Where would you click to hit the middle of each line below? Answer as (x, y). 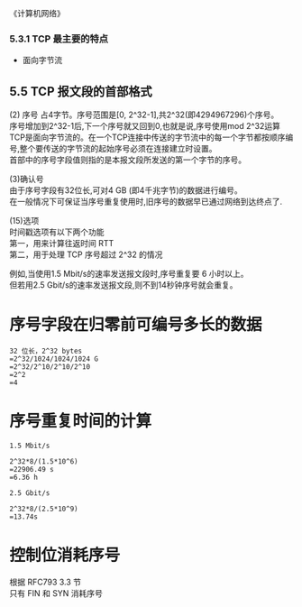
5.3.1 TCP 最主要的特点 (59, 39)
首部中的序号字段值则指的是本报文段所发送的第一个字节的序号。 (128, 160)
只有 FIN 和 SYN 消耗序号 (56, 593)
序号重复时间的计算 (81, 421)
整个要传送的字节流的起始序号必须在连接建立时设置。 (119, 149)
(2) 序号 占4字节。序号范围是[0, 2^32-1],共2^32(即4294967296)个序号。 (144, 115)
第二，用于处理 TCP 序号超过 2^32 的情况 (86, 254)
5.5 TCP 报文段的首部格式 (81, 92)
